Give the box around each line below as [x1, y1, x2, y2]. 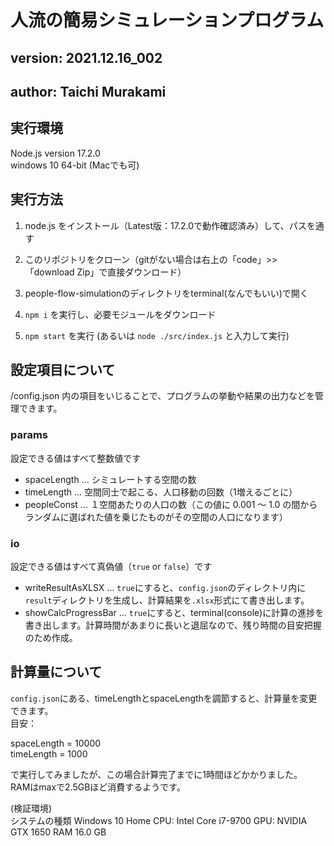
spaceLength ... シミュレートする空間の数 [24, 473, 197, 485]
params [10, 428, 48, 442]
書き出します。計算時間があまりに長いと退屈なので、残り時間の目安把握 [24, 619, 322, 631]
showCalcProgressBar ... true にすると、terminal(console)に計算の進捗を [24, 607, 325, 618]
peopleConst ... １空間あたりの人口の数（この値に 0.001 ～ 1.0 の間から [24, 498, 318, 510]
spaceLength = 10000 [10, 737, 102, 749]
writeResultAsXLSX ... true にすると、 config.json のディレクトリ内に [24, 582, 307, 593]
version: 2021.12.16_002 [10, 49, 163, 66]
